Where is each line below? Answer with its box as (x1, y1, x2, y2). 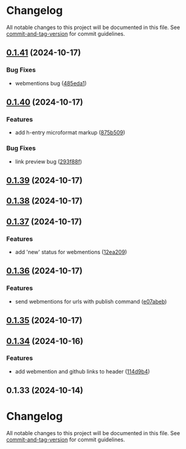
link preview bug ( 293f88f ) (15, 158, 82, 165)
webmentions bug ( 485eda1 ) (15, 79, 87, 87)
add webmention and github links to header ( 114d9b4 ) (15, 367, 150, 375)
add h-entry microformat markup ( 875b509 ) (15, 129, 125, 136)
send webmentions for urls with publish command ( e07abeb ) (15, 298, 167, 305)
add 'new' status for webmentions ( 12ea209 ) (15, 249, 127, 256)
